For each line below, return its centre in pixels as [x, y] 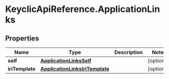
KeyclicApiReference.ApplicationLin [82, 9]
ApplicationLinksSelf [66, 61]
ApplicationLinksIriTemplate [75, 69]
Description [129, 52]
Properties [22, 38]
